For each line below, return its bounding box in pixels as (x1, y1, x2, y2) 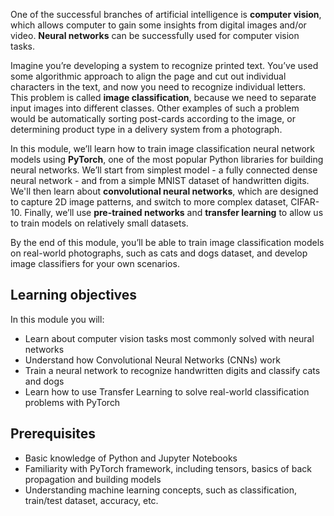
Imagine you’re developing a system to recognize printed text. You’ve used (10, 60, 319, 71)
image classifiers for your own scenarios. (10, 258, 180, 269)
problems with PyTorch (24, 396, 121, 408)
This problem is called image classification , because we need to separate (10, 92, 317, 103)
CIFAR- (290, 196, 320, 208)
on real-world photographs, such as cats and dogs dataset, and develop (10, 247, 308, 259)
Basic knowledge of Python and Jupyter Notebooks (24, 452, 238, 464)
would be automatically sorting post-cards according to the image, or (10, 113, 296, 124)
